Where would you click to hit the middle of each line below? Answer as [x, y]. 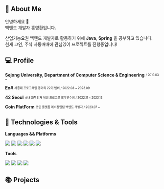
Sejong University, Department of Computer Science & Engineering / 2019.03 [82, 75]
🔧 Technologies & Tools [41, 122]
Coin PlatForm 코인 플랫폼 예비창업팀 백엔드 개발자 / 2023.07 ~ [53, 107]
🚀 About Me [23, 9]
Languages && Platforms [31, 134]
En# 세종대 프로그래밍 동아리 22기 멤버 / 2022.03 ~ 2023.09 [47, 88]
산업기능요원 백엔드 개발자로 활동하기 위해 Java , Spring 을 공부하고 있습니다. [79, 38]
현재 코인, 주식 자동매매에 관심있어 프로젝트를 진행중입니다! [61, 44]
